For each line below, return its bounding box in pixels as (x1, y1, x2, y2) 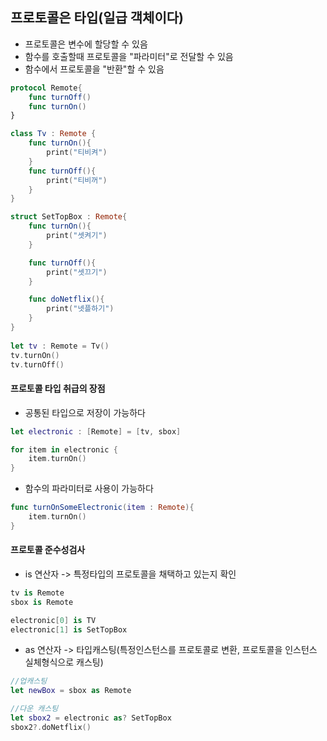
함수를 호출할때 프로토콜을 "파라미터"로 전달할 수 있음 (24, 50, 234, 62)
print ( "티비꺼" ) (46, 175, 108, 185)
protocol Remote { (10, 83, 83, 93)
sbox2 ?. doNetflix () (10, 722, 92, 732)
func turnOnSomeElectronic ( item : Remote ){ (10, 503, 195, 513)
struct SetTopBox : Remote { (10, 212, 128, 222)
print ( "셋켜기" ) (46, 231, 108, 241)
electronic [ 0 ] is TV (10, 615, 97, 625)
